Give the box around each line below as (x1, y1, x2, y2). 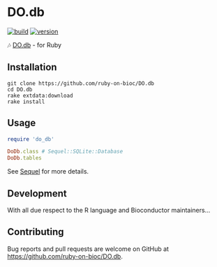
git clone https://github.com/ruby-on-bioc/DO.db (7, 79, 155, 87)
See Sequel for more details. (7, 167, 89, 176)
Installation (7, 61, 57, 73)
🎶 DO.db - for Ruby (7, 40, 61, 49)
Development (7, 188, 68, 199)
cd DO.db (7, 86, 33, 93)
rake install (7, 98, 45, 105)
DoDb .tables (7, 155, 42, 162)
